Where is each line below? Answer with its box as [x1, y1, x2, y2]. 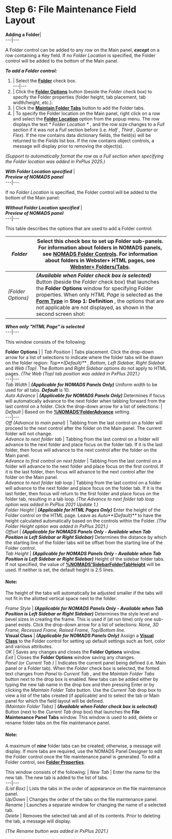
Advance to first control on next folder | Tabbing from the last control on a [5, 457, 161, 464]
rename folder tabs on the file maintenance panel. [5, 720, 111, 726]
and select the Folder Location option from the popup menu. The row [12, 115, 160, 122]
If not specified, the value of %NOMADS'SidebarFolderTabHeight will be [5, 561, 161, 567]
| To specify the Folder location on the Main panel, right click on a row [12, 110, 160, 116]
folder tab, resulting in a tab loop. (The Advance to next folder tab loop [5, 496, 155, 502]
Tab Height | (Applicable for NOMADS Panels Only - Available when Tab [5, 550, 161, 556]
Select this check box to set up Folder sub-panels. [36, 237, 164, 245]
